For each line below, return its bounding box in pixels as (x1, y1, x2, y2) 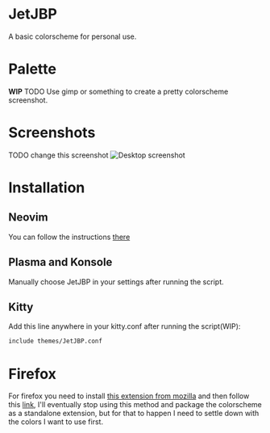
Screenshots (8, 124, 96, 142)
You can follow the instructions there (8, 232, 131, 242)
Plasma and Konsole (8, 255, 113, 269)
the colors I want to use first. (8, 417, 103, 427)
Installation (8, 179, 85, 196)
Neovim (8, 211, 48, 225)
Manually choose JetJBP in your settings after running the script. (8, 276, 224, 287)
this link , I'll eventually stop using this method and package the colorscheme (8, 400, 262, 410)
